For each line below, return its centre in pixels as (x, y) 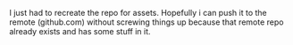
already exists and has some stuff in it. (80, 31)
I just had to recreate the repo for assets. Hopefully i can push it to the (138, 13)
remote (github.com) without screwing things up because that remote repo (146, 22)
